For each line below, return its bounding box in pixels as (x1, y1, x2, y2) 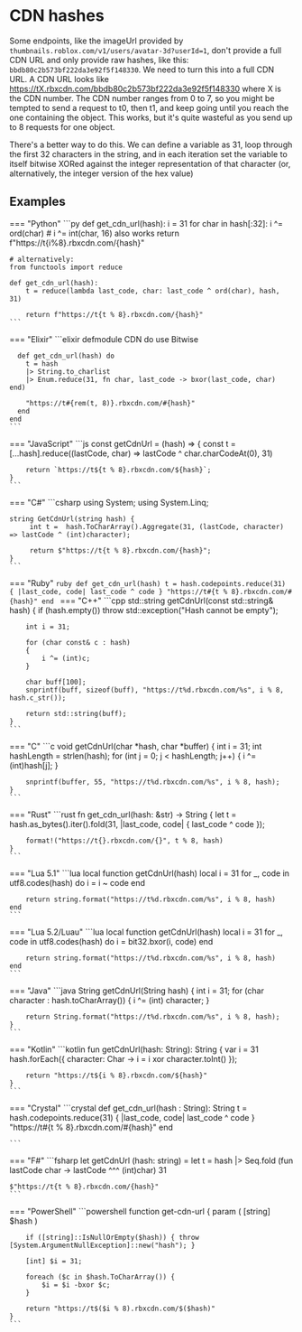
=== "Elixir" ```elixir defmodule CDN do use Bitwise (9, 333, 199, 344)
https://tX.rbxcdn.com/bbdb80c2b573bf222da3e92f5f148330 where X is (9, 83, 282, 94)
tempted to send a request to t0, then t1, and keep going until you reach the (9, 102, 289, 113)
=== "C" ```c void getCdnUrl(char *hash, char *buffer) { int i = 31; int (9, 741, 262, 751)
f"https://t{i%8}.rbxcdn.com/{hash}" (9, 237, 145, 248)
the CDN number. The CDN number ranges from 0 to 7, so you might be (9, 92, 275, 104)
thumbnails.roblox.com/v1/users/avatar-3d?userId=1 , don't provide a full (9, 44, 282, 55)
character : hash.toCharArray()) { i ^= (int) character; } (9, 994, 210, 1005)
